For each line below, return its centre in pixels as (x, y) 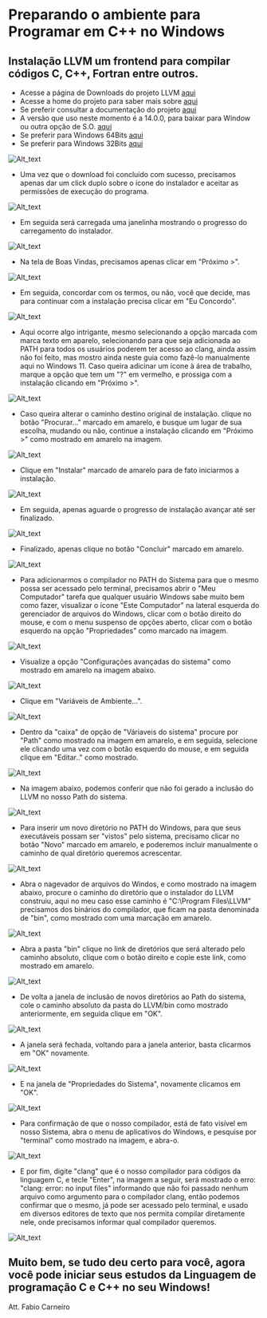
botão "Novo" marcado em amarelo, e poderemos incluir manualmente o (139, 844)
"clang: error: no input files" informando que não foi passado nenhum (134, 1188)
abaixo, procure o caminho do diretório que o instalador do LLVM (126, 892)
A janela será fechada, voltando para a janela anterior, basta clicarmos (135, 1044)
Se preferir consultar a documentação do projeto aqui (108, 110)
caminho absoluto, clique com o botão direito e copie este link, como (133, 957)
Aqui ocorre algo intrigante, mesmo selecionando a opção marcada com (138, 332)
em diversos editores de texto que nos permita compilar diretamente (132, 1213)
